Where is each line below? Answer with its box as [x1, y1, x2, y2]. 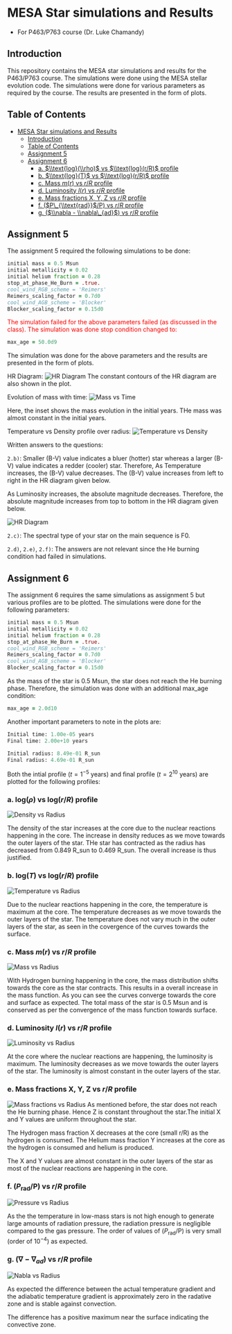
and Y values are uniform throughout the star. [7, 1115, 137, 1123]
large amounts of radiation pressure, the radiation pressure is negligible [7, 1219, 211, 1228]
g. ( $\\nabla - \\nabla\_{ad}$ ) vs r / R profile [37, 208, 159, 217]
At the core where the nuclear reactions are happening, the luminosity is [7, 1052, 213, 1060]
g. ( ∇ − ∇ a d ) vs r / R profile [7, 1254, 93, 1265]
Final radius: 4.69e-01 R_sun [7, 756, 95, 763]
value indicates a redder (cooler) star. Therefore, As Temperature [15, 462, 202, 470]
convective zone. [7, 1321, 57, 1329]
